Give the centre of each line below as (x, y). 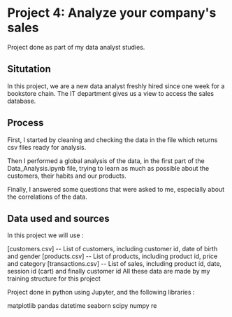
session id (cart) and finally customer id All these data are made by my (109, 272)
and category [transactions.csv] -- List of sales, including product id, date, (115, 264)
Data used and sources (58, 218)
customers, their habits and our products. (67, 176)
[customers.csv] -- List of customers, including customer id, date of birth (113, 249)
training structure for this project (54, 279)
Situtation (29, 69)
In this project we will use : (45, 235)
